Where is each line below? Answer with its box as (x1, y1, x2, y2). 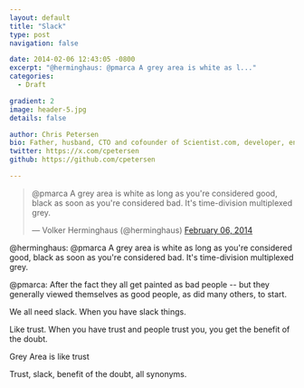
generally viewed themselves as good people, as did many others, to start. (9, 288, 288, 299)
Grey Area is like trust (9, 351, 90, 362)
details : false (9, 113, 67, 122)
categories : (9, 72, 54, 82)
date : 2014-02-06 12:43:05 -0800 (9, 55, 136, 64)
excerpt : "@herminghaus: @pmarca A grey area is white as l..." (9, 63, 257, 73)
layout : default (9, 13, 71, 23)
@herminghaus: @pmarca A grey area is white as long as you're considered (9, 242, 292, 253)
